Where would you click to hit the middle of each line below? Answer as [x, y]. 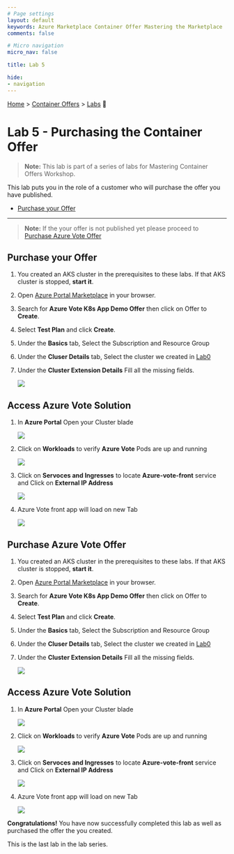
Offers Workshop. [49, 174]
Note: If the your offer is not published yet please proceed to [111, 228]
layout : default [31, 20]
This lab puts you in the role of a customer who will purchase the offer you [114, 187]
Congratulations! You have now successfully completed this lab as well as [114, 823]
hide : [15, 78]
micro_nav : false [32, 52]
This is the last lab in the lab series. [57, 844]
